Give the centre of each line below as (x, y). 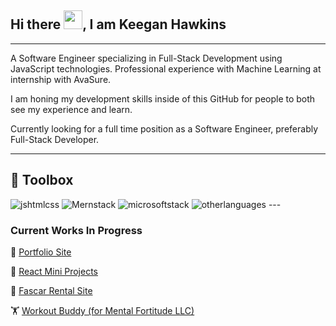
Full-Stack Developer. (55, 139)
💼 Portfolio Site (41, 252)
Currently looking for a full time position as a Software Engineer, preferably (164, 128)
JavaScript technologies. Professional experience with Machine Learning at (166, 68)
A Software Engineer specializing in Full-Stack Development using (146, 58)
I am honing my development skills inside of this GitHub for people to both (163, 98)
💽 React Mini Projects (54, 271)
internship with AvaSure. (61, 79)
